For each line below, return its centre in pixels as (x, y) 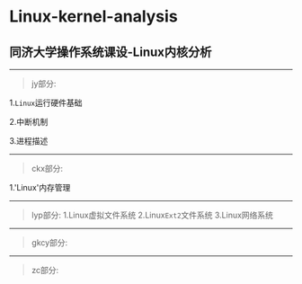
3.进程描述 (29, 141)
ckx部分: (47, 169)
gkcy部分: (49, 243)
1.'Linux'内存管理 (40, 187)
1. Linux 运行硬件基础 (46, 102)
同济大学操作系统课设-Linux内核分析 (111, 52)
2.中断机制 (29, 122)
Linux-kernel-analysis (93, 17)
